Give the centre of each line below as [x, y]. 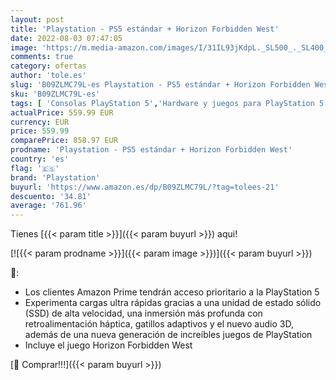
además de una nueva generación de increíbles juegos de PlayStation [168, 335]
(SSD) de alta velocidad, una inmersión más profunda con [143, 313]
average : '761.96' [48, 206]
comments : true [42, 57]
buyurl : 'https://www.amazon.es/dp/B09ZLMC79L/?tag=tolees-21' [145, 187]
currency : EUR [40, 122]
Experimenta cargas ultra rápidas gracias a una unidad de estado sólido [173, 303]
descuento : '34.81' [51, 196]
